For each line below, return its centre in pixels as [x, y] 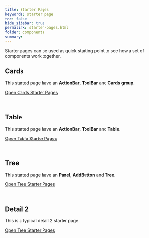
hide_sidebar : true [25, 23]
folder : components [25, 32]
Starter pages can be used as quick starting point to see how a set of [74, 50]
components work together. [33, 56]
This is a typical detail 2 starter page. [42, 221]
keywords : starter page [29, 14]
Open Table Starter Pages [31, 138]
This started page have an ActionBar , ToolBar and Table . [63, 129]
